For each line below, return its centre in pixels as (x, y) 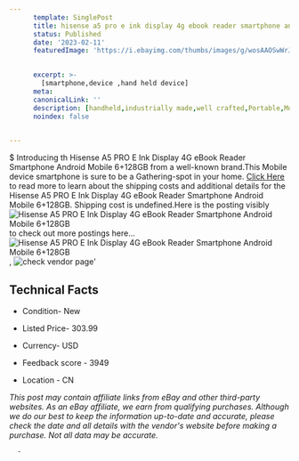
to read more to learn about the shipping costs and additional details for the (148, 186)
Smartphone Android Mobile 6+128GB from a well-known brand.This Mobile (148, 167)
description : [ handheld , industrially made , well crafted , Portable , (158, 108)
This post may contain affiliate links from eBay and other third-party (135, 397)
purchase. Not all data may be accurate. (84, 435)
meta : (43, 91)
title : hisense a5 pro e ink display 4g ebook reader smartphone (156, 26)
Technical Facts (54, 290)
